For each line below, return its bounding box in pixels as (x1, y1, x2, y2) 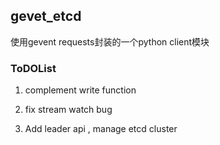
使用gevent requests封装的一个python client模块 (10, 35, 210, 48)
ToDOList (10, 61, 57, 75)
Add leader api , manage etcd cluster (24, 123, 178, 135)
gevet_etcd (10, 8, 82, 25)
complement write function (24, 84, 137, 96)
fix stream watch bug (24, 104, 113, 116)
